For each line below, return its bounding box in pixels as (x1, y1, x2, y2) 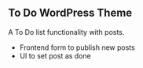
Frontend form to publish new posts (19, 43, 135, 52)
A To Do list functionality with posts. (8, 27, 125, 36)
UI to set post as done (19, 51, 92, 60)
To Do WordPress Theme (8, 6, 133, 20)
